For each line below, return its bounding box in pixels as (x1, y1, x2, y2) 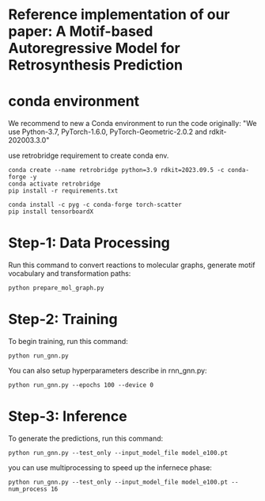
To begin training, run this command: (8, 337, 128, 346)
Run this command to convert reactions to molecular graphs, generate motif (8, 260, 256, 270)
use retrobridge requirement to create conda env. (8, 151, 169, 160)
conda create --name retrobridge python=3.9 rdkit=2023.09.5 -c (8, 166, 225, 174)
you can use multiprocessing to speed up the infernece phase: (8, 462, 212, 472)
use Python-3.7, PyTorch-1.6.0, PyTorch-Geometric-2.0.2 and (8, 127, 208, 136)
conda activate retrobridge (8, 180, 101, 188)
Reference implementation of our (8, 6, 230, 24)
